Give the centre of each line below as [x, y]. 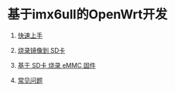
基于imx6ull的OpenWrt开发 [87, 14]
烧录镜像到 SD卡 [41, 50]
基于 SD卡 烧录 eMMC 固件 [57, 65]
